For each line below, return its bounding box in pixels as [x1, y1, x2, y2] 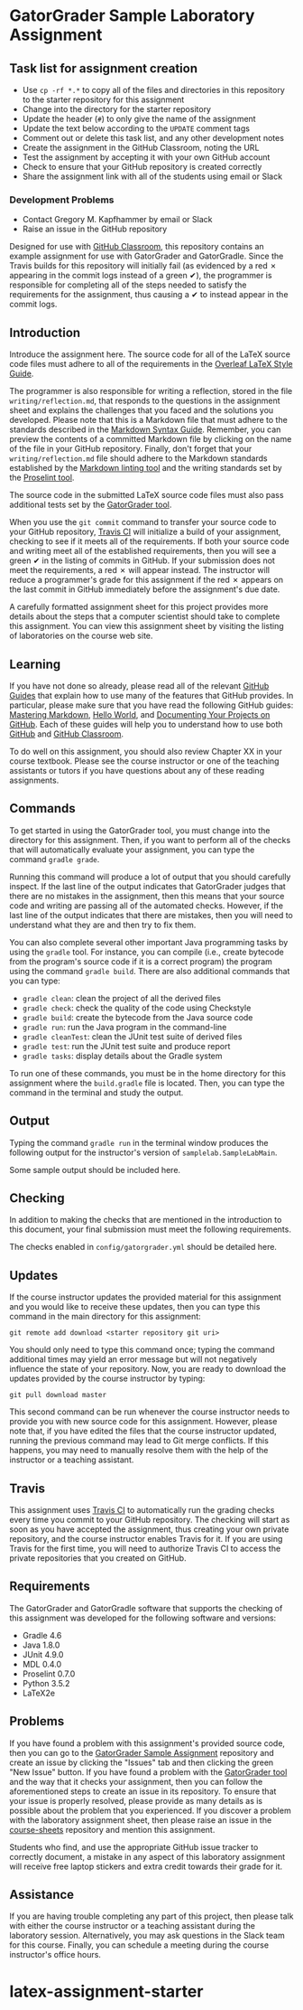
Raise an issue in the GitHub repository [22, 223, 168, 235]
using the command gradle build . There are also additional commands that [9, 965, 290, 976]
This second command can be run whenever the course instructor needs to [9, 1406, 290, 1417]
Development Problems [9, 193, 115, 206]
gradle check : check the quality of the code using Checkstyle [22, 1002, 252, 1013]
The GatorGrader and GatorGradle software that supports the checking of [9, 1602, 283, 1613]
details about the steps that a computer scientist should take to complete [9, 611, 280, 622]
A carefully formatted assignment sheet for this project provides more [9, 602, 269, 613]
